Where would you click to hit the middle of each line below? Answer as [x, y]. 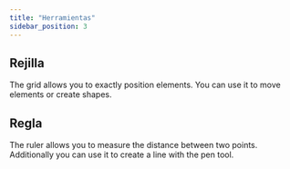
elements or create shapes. [61, 94]
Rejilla [27, 63]
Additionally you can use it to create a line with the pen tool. [122, 154]
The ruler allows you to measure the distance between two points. [134, 145]
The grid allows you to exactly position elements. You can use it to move [145, 85]
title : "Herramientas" [52, 18]
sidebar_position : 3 [49, 26]
